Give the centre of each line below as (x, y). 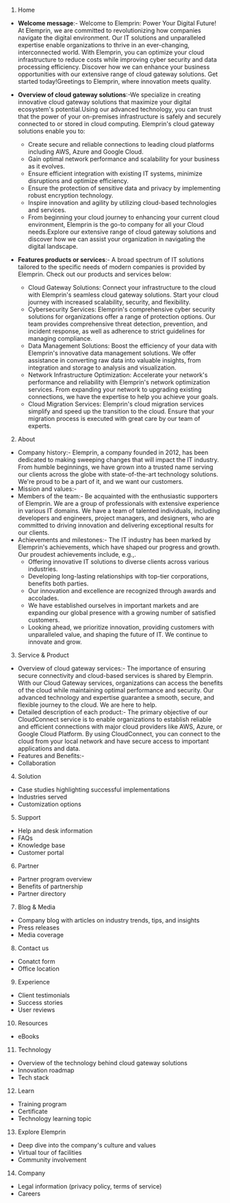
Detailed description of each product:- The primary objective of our (113, 712)
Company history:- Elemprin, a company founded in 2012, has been (113, 452)
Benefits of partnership (50, 886)
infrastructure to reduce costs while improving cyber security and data (117, 60)
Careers (29, 1193)
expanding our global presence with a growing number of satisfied (122, 612)
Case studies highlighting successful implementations (94, 790)
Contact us (33, 948)
